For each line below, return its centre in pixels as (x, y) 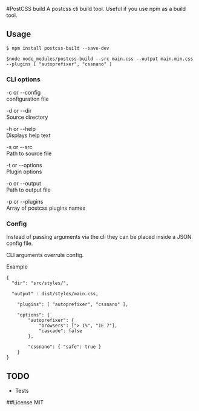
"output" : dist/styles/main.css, (55, 294)
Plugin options (24, 172)
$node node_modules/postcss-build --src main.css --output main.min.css (100, 59)
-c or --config (24, 93)
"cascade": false (60, 331)
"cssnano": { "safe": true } (65, 347)
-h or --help (21, 129)
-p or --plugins (25, 202)
